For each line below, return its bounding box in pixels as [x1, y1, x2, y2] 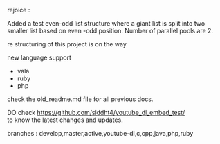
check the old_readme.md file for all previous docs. [7, 95, 154, 103]
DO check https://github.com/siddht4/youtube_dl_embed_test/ [7, 109, 185, 116]
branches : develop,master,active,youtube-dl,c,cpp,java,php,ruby [7, 129, 194, 137]
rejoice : [7, 6, 30, 14]
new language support [7, 53, 71, 62]
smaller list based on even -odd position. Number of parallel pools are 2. [7, 27, 213, 35]
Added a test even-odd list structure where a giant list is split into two [7, 19, 205, 27]
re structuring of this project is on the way [7, 40, 127, 48]
